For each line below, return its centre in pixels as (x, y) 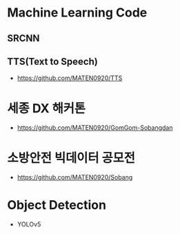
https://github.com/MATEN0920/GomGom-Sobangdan (95, 128)
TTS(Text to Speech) (52, 61)
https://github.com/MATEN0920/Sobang (75, 177)
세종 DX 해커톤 (47, 108)
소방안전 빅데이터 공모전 (71, 158)
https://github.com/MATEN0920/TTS (70, 78)
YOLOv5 (29, 224)
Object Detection (57, 205)
